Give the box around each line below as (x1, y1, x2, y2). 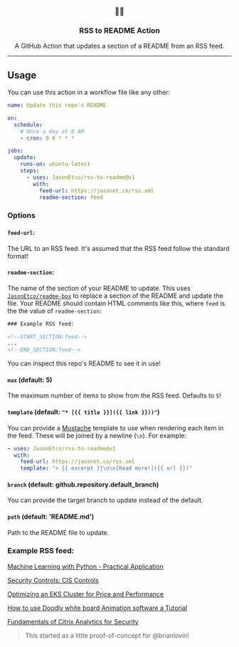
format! (7, 252, 29, 260)
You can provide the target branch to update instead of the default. (7, 496, 204, 504)
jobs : (7, 147, 23, 155)
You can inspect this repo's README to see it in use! (7, 359, 161, 368)
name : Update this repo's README (7, 102, 107, 109)
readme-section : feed (38, 194, 103, 201)
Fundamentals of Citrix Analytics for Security (7, 617, 139, 626)
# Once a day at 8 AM (20, 128, 84, 135)
